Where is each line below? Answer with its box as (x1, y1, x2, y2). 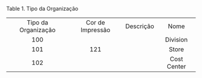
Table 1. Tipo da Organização (6, 5, 79, 12)
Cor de (85, 18, 105, 26)
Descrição (125, 22, 155, 30)
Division (165, 36, 188, 43)
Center (167, 63, 186, 70)
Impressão (80, 26, 111, 34)
